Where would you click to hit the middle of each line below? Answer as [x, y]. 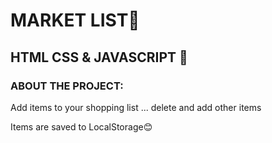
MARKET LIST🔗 [75, 20]
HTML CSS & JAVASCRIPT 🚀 [99, 57]
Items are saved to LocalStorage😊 [81, 126]
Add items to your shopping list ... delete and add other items [136, 107]
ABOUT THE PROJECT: [67, 86]
